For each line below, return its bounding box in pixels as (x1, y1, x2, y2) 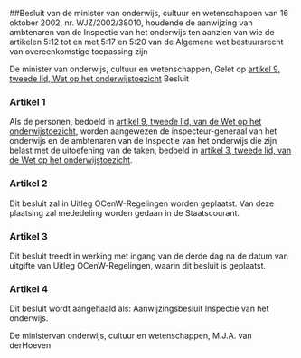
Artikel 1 (9, 95, 46, 108)
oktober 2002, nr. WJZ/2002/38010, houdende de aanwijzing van (9, 17, 253, 28)
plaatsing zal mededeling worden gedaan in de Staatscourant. (9, 207, 240, 218)
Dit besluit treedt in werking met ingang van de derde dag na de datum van (9, 250, 289, 261)
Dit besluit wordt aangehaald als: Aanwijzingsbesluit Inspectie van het (9, 303, 269, 315)
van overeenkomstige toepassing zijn (9, 46, 148, 57)
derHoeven (9, 340, 52, 351)
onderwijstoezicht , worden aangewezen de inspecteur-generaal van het (9, 126, 277, 137)
